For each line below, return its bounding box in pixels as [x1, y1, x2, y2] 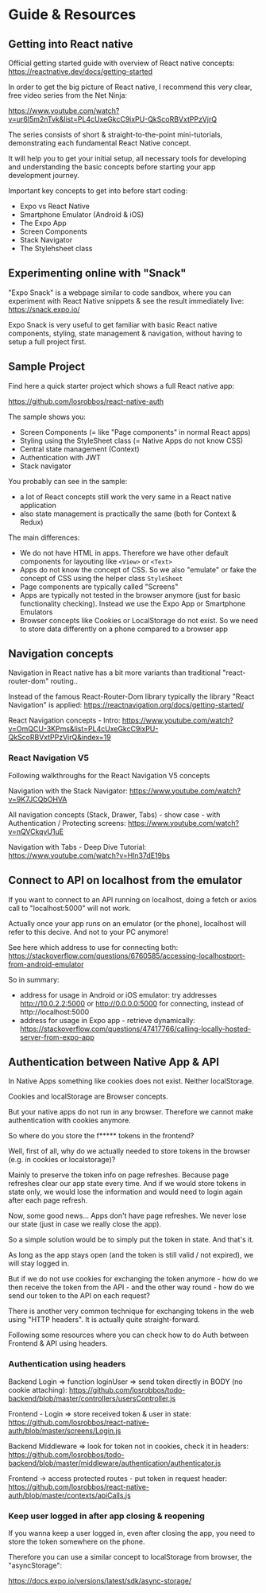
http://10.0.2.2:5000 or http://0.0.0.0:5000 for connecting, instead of [19, 998, 244, 1008]
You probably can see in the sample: [8, 476, 128, 486]
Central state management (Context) [19, 444, 141, 454]
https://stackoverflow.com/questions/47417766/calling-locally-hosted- [19, 1024, 252, 1033]
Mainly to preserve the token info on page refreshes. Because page [8, 1170, 229, 1180]
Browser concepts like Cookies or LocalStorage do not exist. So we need [19, 615, 258, 625]
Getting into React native [8, 37, 133, 51]
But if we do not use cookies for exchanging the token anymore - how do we [8, 1274, 259, 1284]
